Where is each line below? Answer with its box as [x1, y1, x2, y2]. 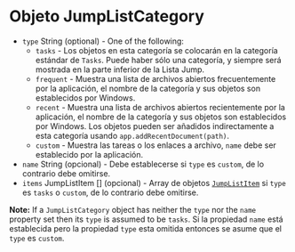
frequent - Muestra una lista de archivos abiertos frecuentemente [35, 73, 276, 84]
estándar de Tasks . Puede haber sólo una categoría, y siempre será [35, 54, 282, 65]
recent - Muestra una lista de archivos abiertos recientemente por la [35, 102, 286, 112]
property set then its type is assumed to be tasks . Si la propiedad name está [9, 214, 283, 224]
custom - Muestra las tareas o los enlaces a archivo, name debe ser [35, 140, 277, 150]
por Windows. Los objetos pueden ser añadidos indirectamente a [35, 120, 275, 131]
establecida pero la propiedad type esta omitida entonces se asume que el [9, 223, 283, 233]
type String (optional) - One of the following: [21, 36, 185, 46]
